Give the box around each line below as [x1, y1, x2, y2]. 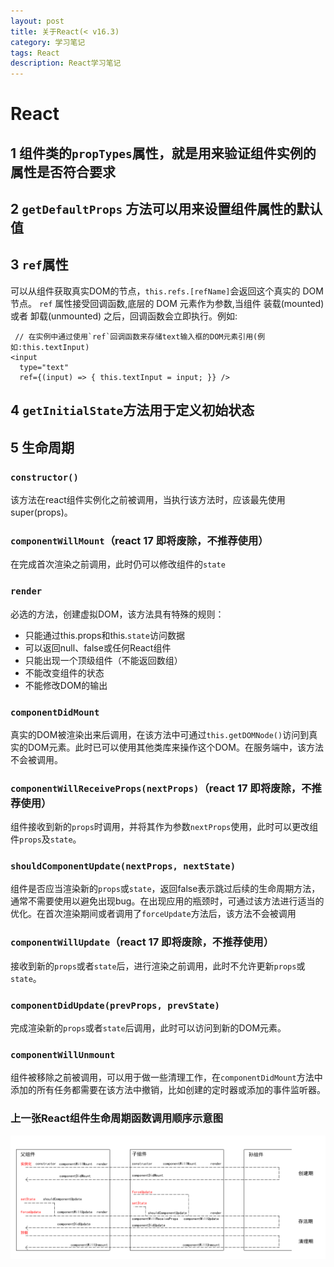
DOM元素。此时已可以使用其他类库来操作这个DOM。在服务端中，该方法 [27, 741, 324, 753]
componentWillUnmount [10, 1049, 116, 1060]
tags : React [10, 48, 60, 58]
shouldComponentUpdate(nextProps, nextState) [10, 861, 237, 872]
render [10, 586, 43, 597]
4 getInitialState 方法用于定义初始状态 [10, 402, 255, 419]
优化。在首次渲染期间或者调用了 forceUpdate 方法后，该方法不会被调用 [10, 908, 297, 920]
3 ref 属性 [10, 256, 69, 274]
